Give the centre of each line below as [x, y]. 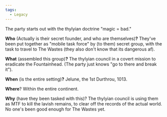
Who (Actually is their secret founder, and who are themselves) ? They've [80, 38]
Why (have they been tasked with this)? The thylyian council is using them [82, 98]
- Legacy [19, 14]
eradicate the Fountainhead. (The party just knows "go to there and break [81, 64]
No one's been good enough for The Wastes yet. [55, 109]
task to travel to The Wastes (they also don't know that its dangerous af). [80, 49]
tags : [11, 10]
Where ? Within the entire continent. [42, 88]
